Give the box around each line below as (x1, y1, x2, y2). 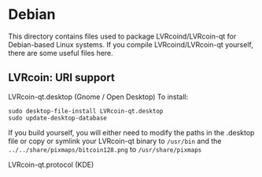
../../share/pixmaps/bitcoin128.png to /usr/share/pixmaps (8, 144, 202, 154)
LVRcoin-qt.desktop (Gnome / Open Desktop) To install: (8, 92, 189, 101)
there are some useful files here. (8, 48, 114, 57)
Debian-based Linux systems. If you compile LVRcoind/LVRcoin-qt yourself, (8, 39, 253, 49)
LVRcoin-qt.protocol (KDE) (8, 160, 94, 169)
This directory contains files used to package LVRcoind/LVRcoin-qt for (8, 31, 237, 41)
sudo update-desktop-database (8, 114, 108, 122)
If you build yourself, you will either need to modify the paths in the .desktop (8, 127, 255, 137)
